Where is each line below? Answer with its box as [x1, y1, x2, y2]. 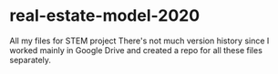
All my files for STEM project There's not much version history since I [9, 35, 270, 46]
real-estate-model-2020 [9, 5, 201, 26]
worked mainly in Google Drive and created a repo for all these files [9, 44, 263, 55]
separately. [9, 54, 52, 65]
